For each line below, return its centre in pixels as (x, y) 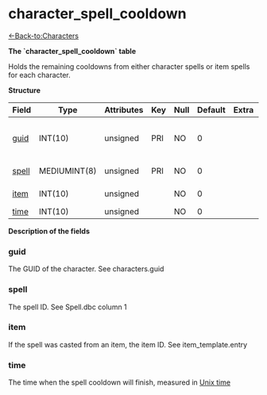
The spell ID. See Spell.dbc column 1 (68, 307)
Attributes (124, 109)
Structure (25, 90)
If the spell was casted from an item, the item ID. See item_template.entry (128, 344)
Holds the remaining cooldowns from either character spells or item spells (129, 66)
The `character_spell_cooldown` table (72, 51)
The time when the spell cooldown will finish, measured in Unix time (120, 382)
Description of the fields (49, 231)
